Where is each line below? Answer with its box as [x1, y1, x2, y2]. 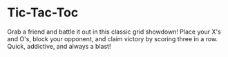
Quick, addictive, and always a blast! [7, 42, 111, 50]
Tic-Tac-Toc [7, 5, 79, 21]
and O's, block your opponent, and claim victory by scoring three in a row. [7, 34, 218, 43]
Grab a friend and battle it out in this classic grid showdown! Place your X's [7, 27, 221, 36]
